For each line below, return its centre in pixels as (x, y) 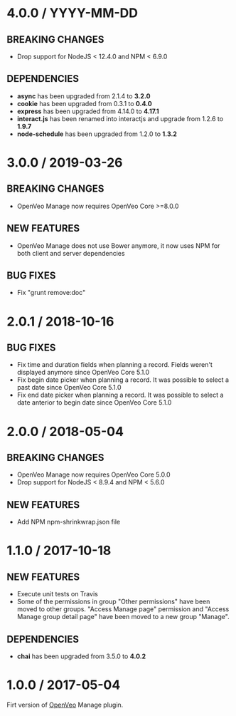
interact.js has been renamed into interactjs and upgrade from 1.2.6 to (120, 118)
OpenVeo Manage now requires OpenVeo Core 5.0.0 (94, 474)
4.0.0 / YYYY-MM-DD (73, 13)
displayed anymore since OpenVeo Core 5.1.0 (83, 373)
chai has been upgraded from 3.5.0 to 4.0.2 (81, 656)
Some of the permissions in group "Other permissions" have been (113, 602)
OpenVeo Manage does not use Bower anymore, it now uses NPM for (118, 245)
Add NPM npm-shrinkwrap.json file (69, 522)
